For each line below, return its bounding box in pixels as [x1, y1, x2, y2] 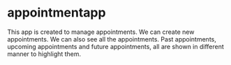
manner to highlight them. [7, 50, 82, 58]
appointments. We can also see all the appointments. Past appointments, [7, 35, 216, 43]
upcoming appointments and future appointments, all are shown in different [7, 42, 225, 50]
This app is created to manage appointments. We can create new [7, 28, 195, 36]
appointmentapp [7, 5, 106, 21]
